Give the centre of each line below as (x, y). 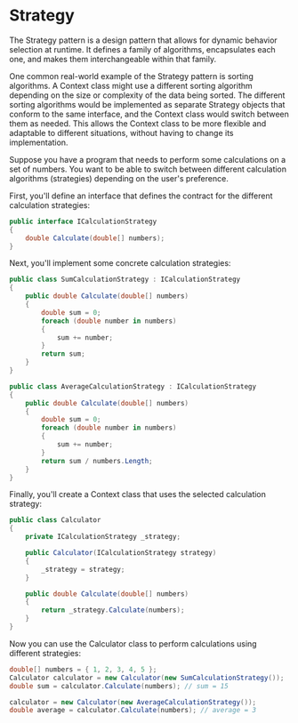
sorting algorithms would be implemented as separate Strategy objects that (147, 104)
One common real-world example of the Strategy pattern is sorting (131, 76)
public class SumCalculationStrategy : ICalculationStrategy (125, 280)
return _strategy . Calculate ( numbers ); (113, 610)
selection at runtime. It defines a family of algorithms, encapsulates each (142, 49)
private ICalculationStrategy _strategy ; (103, 537)
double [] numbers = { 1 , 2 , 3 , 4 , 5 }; (83, 669)
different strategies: (45, 653)
